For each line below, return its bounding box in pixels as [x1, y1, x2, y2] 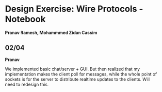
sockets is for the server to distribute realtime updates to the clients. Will [5, 76, 150, 82]
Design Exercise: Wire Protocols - [5, 3, 143, 15]
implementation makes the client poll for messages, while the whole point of [5, 71, 157, 77]
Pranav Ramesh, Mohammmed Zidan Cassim [5, 30, 97, 35]
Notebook [5, 14, 46, 25]
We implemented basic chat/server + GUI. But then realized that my [5, 66, 140, 72]
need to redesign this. [5, 81, 49, 87]
